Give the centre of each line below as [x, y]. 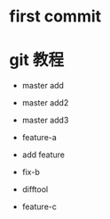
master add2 [45, 103]
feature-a [39, 138]
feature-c [39, 206]
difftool [35, 190]
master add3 [45, 120]
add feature [43, 155]
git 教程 [37, 60]
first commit [55, 17]
